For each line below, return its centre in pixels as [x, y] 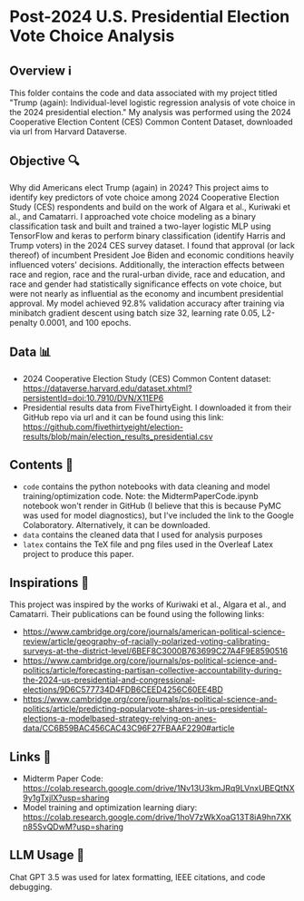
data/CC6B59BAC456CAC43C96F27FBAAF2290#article [128, 729]
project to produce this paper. [78, 554]
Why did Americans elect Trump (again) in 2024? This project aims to [139, 187]
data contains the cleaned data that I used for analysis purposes [142, 535]
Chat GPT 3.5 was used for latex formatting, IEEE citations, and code [137, 877]
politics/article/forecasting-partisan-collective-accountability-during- [152, 671]
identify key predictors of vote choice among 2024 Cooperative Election [144, 197]
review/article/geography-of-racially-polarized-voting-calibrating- [146, 641]
